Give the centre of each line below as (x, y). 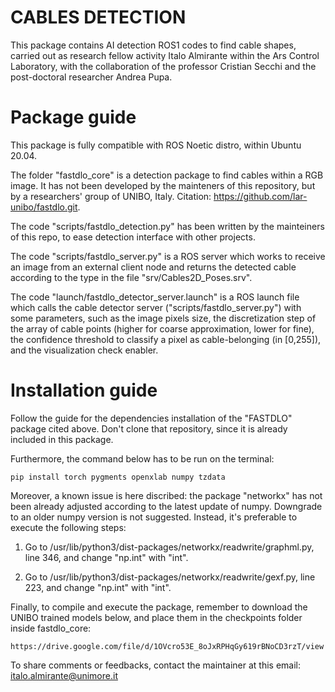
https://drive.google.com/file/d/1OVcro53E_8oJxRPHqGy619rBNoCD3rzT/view (167, 646)
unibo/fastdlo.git (44, 207)
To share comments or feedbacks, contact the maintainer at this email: (155, 665)
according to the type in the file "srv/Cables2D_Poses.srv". (131, 277)
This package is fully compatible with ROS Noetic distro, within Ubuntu (156, 145)
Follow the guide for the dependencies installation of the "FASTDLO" (151, 418)
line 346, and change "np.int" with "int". (106, 557)
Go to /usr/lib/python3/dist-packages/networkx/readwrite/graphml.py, (169, 547)
